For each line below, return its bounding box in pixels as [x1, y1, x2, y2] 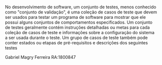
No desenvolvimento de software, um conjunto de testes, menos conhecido [5, 4, 157, 10]
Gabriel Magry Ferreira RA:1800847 [5, 54, 76, 60]
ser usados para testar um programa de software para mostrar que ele [5, 14, 146, 20]
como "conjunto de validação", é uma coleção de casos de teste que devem [5, 9, 157, 15]
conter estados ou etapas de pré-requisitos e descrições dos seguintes [5, 40, 148, 45]
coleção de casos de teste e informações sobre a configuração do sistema [5, 30, 155, 35]
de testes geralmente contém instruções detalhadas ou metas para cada [5, 25, 150, 30]
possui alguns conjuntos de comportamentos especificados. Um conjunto [5, 19, 153, 25]
